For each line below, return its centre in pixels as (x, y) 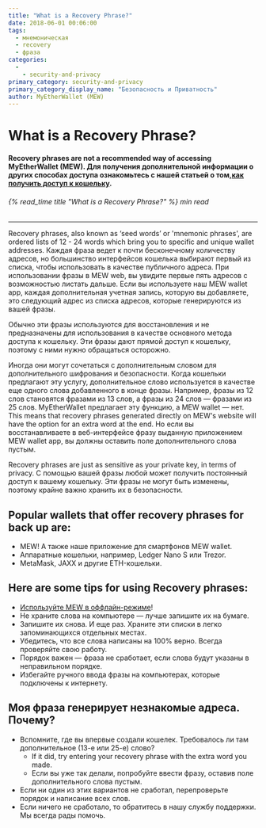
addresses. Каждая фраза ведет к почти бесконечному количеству (122, 250)
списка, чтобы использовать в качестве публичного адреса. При (119, 267)
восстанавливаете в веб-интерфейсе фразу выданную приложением (125, 433)
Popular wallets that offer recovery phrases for (126, 515)
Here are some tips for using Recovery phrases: (128, 588)
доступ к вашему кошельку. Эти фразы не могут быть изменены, (119, 482)
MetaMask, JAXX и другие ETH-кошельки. (91, 563)
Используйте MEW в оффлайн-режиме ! (86, 607)
